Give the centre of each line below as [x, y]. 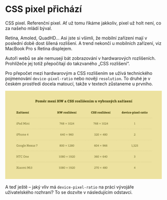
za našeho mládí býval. [29, 28]
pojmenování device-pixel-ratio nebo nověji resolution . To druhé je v [78, 78]
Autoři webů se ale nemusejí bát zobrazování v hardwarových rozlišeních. [81, 58]
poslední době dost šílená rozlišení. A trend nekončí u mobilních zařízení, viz [83, 43]
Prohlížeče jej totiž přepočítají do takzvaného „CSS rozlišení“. [68, 63]
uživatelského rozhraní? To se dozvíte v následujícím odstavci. [69, 193]
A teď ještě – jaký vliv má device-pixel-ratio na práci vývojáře [70, 187]
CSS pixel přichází [43, 9]
